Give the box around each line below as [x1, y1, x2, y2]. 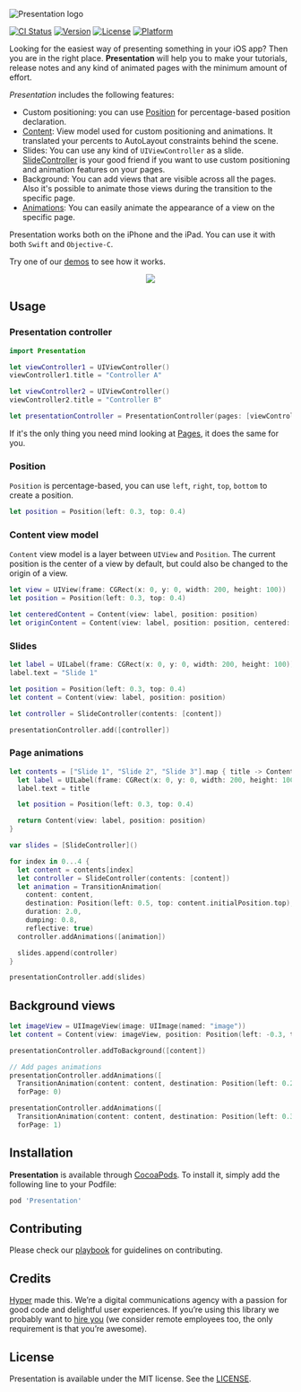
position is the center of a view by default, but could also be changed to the [9, 558, 288, 570]
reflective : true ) [25, 924, 94, 933]
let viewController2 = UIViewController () [9, 387, 170, 396]
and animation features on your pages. [21, 164, 166, 174]
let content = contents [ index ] [17, 865, 134, 874]
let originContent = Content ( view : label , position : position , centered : [9, 618, 291, 628]
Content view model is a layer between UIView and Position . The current [9, 549, 276, 560]
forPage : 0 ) [17, 1087, 63, 1096]
